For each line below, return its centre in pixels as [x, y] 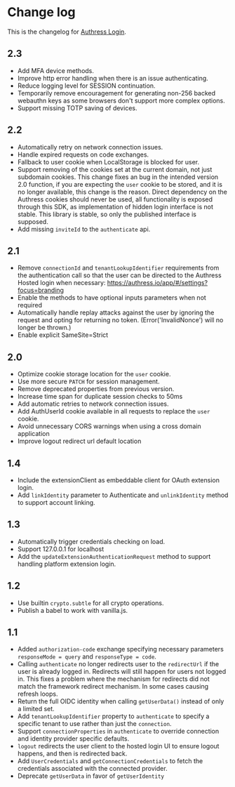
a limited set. [36, 709]
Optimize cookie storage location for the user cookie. [94, 374]
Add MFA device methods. [56, 70]
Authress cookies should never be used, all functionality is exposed [115, 199]
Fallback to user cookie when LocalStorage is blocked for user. [108, 161]
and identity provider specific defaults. [73, 739]
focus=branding [41, 290]
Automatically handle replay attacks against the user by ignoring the [116, 312]
